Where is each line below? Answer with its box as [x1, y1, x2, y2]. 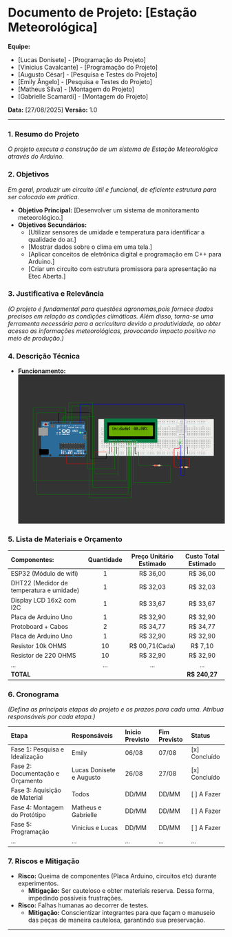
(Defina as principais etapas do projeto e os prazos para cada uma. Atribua [8, 705, 224, 714]
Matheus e [72, 803, 102, 812]
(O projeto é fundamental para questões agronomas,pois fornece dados [8, 305, 214, 313]
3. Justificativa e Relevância [8, 289, 104, 299]
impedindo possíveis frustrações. [28, 894, 123, 902]
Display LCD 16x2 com [10, 596, 76, 604]
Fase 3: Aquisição [10, 786, 61, 794]
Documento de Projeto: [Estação [8, 5, 198, 21]
